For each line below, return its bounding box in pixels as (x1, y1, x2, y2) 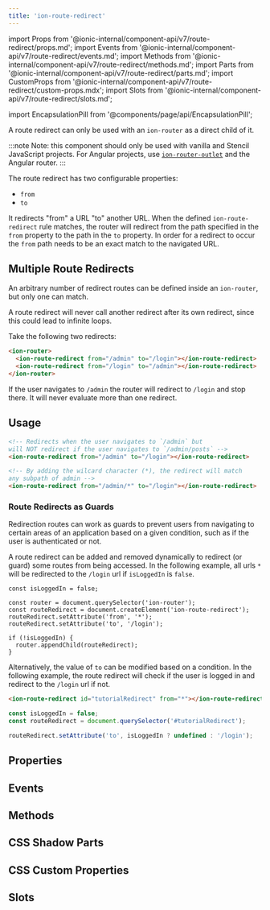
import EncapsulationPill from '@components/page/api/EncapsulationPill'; (8, 110, 253, 119)
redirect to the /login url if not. (8, 680, 111, 689)
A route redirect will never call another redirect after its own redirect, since (8, 308, 255, 317)
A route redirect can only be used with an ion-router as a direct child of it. (8, 125, 255, 134)
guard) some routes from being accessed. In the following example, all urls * (8, 560, 262, 570)
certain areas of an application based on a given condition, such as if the (8, 528, 249, 538)
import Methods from (120, 51, 191, 60)
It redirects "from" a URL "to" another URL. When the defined (8, 213, 211, 222)
